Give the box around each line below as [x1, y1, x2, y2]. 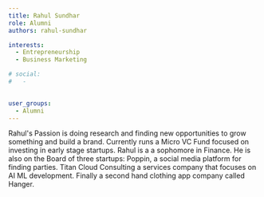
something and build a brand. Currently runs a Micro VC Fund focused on [8, 137, 250, 147]
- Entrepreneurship [15, 49, 81, 57]
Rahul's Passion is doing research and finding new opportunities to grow [8, 128, 246, 138]
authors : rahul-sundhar [8, 26, 88, 34]
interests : [8, 41, 45, 49]
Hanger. [8, 179, 34, 189]
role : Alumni [8, 19, 52, 27]
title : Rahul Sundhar [8, 11, 81, 20]
